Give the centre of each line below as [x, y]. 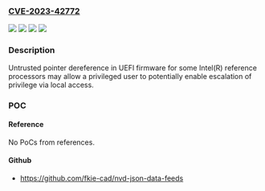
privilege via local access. [51, 85]
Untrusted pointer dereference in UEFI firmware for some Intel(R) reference [132, 68]
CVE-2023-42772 [44, 11]
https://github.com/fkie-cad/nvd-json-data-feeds [102, 178]
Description [32, 50]
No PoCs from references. [51, 142]
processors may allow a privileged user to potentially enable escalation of [130, 76]
